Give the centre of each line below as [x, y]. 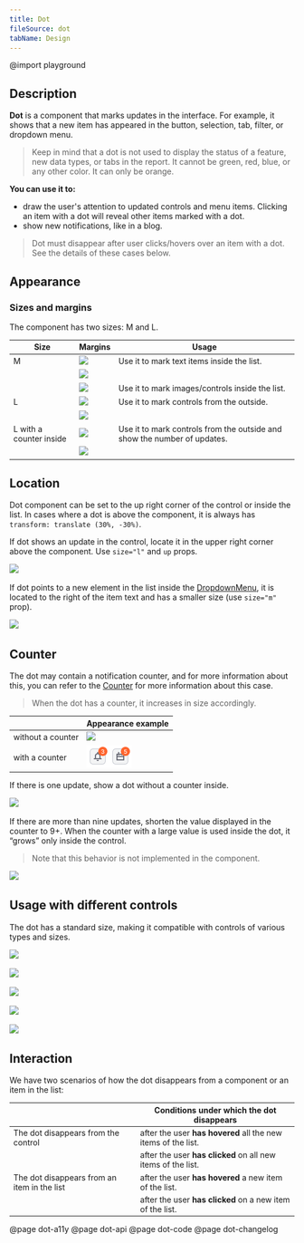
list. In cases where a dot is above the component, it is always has [133, 515]
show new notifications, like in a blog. [92, 226]
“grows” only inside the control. [68, 840]
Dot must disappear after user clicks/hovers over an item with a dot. [158, 244]
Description [43, 94]
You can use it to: [43, 189]
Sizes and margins [51, 307]
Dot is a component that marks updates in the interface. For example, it [142, 116]
